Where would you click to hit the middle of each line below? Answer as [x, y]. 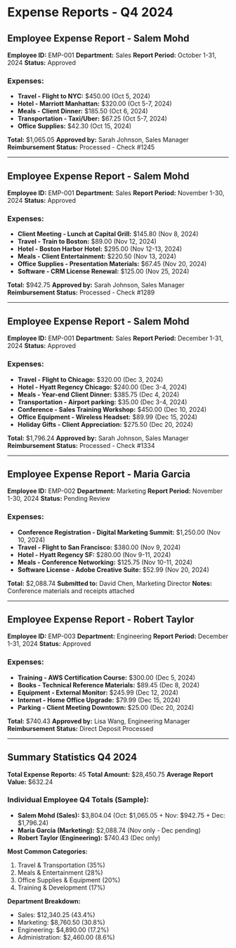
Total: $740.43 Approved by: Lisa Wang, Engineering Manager [99, 721]
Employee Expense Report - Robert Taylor [101, 619]
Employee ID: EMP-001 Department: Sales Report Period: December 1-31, [115, 338]
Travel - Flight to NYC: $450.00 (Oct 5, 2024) [84, 96]
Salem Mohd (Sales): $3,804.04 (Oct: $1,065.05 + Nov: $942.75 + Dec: [122, 815]
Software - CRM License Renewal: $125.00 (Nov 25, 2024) [103, 271]
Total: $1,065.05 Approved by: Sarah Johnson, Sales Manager [98, 140]
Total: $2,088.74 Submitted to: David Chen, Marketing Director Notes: [110, 583]
